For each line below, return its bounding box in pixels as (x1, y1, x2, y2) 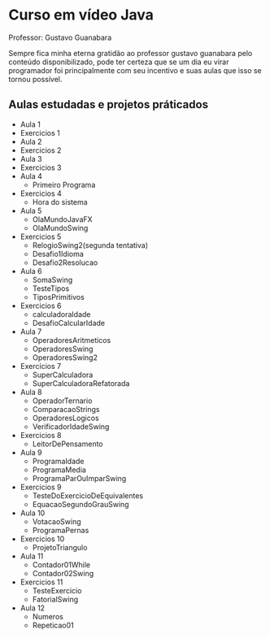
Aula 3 (20, 154, 42, 163)
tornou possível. (8, 74, 63, 84)
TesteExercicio (32, 585, 82, 595)
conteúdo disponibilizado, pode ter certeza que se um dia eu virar (8, 57, 229, 67)
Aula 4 (20, 171, 42, 180)
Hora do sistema (32, 197, 88, 206)
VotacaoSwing (32, 516, 81, 526)
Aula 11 (20, 551, 44, 561)
